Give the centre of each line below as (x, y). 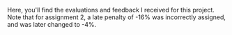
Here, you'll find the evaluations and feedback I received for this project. (111, 10)
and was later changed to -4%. (52, 24)
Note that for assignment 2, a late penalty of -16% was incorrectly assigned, (117, 17)
